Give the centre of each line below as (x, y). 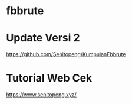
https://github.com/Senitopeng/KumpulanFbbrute (66, 54)
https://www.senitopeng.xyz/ (41, 95)
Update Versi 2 (43, 38)
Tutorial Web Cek (49, 78)
